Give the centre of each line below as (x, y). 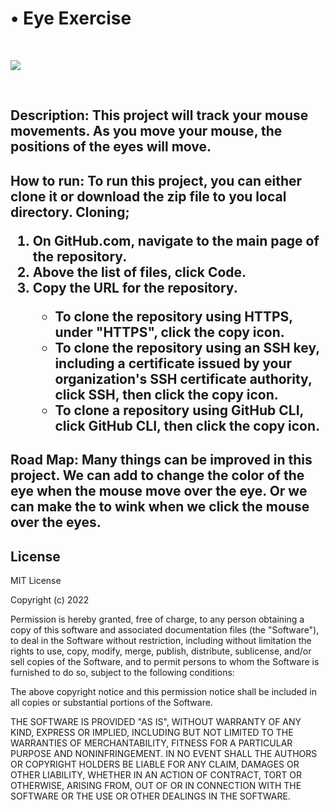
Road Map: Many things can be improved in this (161, 460)
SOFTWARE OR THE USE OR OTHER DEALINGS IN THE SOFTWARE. (150, 796)
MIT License (36, 580)
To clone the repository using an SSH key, (187, 347)
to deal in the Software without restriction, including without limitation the (161, 640)
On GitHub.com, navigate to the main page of (176, 240)
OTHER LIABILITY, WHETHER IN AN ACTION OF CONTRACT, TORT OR (156, 774)
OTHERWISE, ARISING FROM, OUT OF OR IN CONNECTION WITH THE (156, 785)
